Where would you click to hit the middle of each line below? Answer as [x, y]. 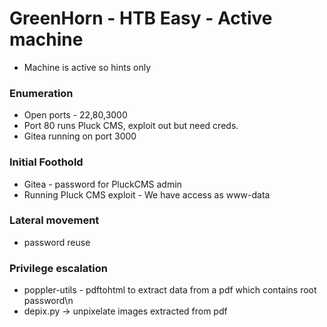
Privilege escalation [58, 268]
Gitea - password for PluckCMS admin [102, 184]
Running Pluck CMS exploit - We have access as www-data [147, 194]
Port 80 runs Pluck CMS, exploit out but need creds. [131, 126]
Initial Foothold [46, 162]
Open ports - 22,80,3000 [75, 115]
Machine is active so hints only [87, 67]
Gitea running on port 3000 [80, 136]
